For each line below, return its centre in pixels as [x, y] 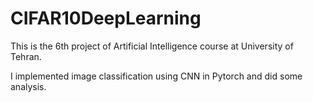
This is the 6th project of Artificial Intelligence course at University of [152, 46]
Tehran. [26, 56]
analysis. [28, 86]
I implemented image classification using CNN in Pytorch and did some [156, 76]
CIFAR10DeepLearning [106, 18]
